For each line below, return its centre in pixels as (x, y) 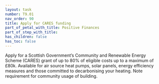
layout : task (18, 10)
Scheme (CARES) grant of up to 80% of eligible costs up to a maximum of (79, 60)
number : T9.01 (20, 14)
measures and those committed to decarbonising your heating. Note (74, 71)
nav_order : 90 (20, 19)
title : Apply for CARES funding (38, 23)
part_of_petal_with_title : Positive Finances (52, 28)
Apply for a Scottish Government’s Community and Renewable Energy (76, 55)
